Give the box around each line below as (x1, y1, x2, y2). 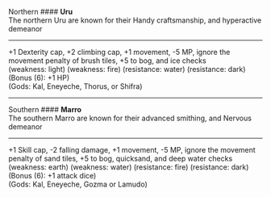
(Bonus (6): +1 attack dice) (8, 171, 97, 180)
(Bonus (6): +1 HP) (8, 73, 70, 82)
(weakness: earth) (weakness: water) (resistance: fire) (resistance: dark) (8, 162, 249, 172)
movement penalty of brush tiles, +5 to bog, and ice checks (8, 56, 207, 65)
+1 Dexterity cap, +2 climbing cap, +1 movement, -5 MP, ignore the (8, 48, 231, 57)
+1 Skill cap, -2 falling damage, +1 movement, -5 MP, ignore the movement (8, 145, 256, 154)
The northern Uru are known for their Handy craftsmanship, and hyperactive (8, 15, 262, 25)
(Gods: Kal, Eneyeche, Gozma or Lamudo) (8, 179, 148, 189)
